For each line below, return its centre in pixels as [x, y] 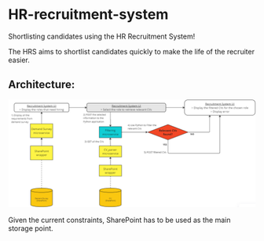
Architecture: [42, 85]
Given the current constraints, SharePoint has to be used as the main [119, 220]
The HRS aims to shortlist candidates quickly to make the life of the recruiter [132, 51]
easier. [19, 60]
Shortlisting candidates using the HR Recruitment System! [102, 36]
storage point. [31, 228]
